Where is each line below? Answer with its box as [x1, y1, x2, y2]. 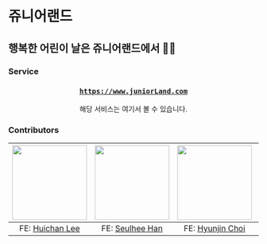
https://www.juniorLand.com [79, 87, 188, 96]
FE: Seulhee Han [101, 223, 163, 234]
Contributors [8, 124, 60, 135]
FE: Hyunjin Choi [184, 223, 246, 234]
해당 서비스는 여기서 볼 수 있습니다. [79, 104, 188, 114]
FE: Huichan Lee [19, 223, 80, 234]
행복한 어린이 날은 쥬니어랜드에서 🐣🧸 [8, 41, 176, 55]
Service [8, 65, 39, 76]
